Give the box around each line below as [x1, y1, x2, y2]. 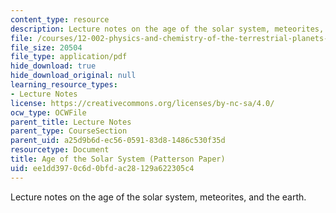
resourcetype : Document [10, 145, 110, 155]
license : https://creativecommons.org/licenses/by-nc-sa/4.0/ [10, 98, 275, 108]
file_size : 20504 [10, 42, 83, 53]
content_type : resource [10, 14, 110, 25]
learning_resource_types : [10, 80, 118, 90]
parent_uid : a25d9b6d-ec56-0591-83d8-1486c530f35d [10, 136, 226, 146]
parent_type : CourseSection [10, 126, 128, 136]
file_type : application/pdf [10, 52, 128, 62]
